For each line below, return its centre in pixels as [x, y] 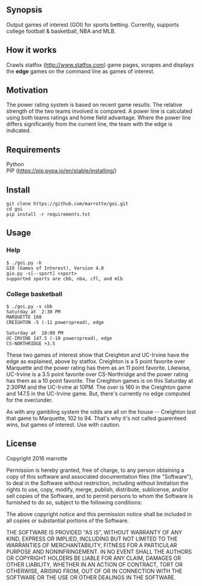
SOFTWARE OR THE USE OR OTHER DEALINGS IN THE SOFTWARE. [91, 577]
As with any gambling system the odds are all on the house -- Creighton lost [101, 412]
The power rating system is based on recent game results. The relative [94, 105]
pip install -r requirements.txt [48, 215]
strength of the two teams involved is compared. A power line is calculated [99, 111]
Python [15, 164]
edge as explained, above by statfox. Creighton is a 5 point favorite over [96, 362]
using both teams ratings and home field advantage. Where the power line [99, 118]
